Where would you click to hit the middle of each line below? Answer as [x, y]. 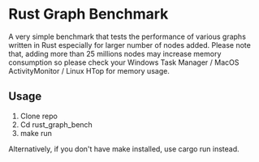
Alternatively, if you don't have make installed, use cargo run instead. [124, 149]
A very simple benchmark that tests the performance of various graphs [127, 36]
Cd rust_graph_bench [56, 124]
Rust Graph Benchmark [88, 14]
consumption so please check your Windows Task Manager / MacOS [124, 62]
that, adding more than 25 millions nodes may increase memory [115, 53]
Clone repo [39, 116]
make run [36, 133]
